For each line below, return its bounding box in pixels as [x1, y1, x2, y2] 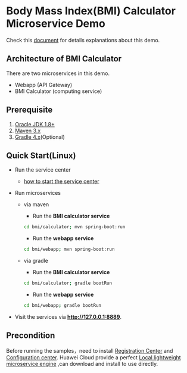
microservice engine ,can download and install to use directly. [6, 360, 158, 367]
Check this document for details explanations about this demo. [6, 36, 160, 43]
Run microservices [14, 189, 61, 197]
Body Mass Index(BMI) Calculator [6, 4, 176, 18]
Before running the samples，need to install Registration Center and [6, 347, 173, 354]
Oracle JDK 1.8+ [14, 120, 55, 128]
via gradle [23, 257, 49, 265]
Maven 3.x [14, 127, 41, 134]
